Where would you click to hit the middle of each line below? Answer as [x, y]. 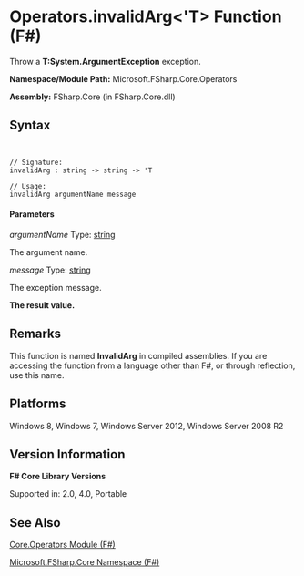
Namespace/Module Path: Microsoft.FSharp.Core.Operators [123, 78]
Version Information [67, 454]
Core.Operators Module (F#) [62, 545]
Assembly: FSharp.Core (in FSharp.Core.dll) [92, 97]
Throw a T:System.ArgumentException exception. [106, 61]
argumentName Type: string [62, 234]
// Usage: [28, 186]
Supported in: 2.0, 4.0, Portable [68, 494]
